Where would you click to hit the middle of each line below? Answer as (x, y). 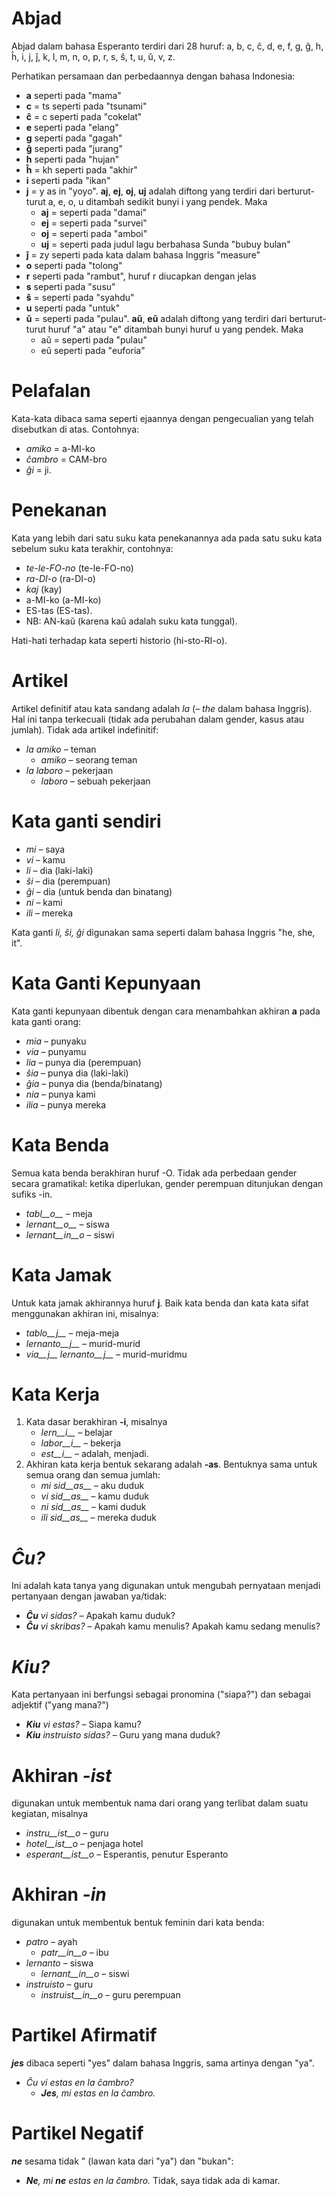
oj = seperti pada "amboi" (94, 233)
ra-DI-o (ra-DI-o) (60, 578)
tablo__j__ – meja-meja (72, 1333)
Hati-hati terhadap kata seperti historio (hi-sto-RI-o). (119, 640)
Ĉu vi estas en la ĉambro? (79, 2083)
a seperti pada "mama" (73, 95)
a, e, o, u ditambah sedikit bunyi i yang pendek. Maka (157, 201)
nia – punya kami (60, 1094)
